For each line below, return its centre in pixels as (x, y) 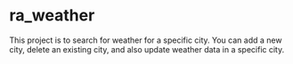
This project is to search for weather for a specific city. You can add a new (146, 40)
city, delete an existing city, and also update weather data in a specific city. (147, 49)
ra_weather (52, 16)
